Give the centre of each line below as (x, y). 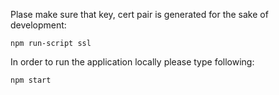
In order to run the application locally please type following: (132, 62)
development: (38, 25)
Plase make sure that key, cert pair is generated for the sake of (139, 14)
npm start (31, 80)
